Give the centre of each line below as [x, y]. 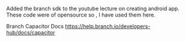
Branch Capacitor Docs [35, 26]
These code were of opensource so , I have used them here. [81, 15]
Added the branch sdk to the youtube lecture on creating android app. [93, 9]
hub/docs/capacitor [31, 33]
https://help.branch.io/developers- [108, 26]
